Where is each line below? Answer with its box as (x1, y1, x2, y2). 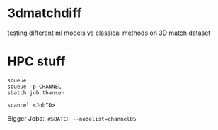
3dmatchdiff (7, 5, 82, 21)
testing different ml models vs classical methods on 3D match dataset (7, 28, 211, 37)
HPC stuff (7, 53, 66, 70)
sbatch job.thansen (7, 89, 65, 97)
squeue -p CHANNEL (7, 83, 62, 90)
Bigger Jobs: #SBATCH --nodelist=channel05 (7, 114, 137, 122)
